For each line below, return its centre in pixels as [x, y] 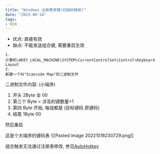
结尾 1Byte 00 [27, 114]
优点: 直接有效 [27, 39]
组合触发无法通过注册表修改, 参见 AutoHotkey [52, 146]
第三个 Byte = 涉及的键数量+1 [43, 101]
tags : [11, 19]
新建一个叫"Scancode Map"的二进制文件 [42, 74]
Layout [12, 65]
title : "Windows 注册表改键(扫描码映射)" [46, 10]
